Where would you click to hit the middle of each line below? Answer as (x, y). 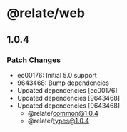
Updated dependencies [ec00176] (67, 90)
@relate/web (46, 13)
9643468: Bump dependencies (63, 83)
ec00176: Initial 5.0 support (57, 75)
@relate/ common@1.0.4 (63, 113)
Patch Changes (34, 60)
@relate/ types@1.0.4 (59, 121)
